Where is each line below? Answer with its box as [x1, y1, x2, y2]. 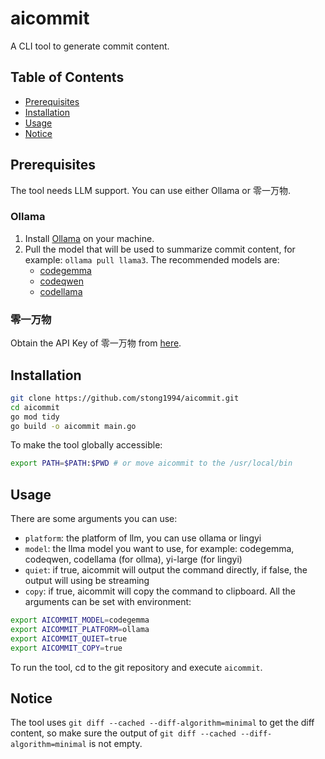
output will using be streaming [24, 575, 150, 587]
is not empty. [88, 738, 143, 750]
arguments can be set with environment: [24, 596, 192, 608]
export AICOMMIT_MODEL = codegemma [10, 615, 150, 626]
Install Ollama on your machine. [24, 232, 155, 244]
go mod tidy [10, 412, 60, 422]
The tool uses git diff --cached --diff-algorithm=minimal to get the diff [10, 717, 315, 729]
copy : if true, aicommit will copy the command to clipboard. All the [24, 585, 296, 597]
